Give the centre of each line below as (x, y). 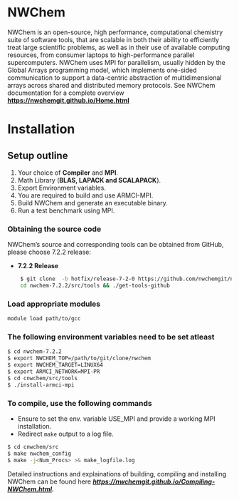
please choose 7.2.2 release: (49, 252)
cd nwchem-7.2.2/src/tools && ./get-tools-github (95, 286)
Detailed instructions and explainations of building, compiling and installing (117, 474)
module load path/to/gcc (44, 319)
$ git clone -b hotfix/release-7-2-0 (78, 279)
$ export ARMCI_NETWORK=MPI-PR (54, 372)
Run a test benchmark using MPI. (66, 210)
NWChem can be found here (49, 481)
